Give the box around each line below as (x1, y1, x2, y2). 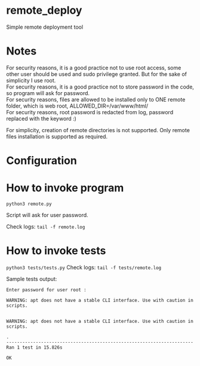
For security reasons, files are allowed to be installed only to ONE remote (6, 96, 186, 103)
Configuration (6, 154, 78, 167)
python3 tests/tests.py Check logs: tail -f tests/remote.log (6, 264, 162, 271)
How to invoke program (6, 181, 124, 195)
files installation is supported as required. (6, 133, 108, 140)
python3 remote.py (6, 201, 52, 207)
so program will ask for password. (6, 89, 90, 96)
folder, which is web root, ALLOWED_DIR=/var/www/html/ (6, 102, 149, 109)
